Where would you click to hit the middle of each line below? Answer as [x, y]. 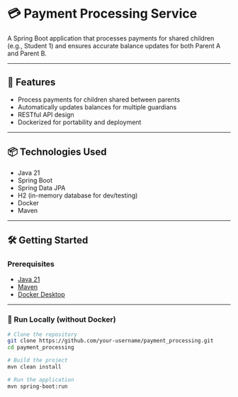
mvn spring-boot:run [38, 386]
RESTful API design [46, 114]
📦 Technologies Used [57, 152]
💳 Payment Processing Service [102, 14]
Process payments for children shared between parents [99, 99]
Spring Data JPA [41, 187]
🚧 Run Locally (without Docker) [62, 320]
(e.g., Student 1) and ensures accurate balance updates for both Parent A [114, 45]
